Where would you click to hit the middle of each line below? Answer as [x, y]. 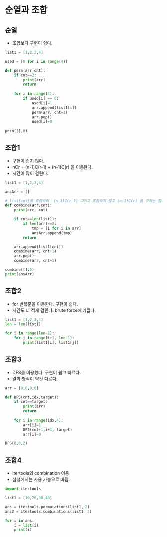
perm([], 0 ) [16, 131]
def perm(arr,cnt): [25, 70]
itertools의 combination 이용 [41, 473]
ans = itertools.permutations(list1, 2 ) [48, 507]
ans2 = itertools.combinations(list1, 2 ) [49, 511]
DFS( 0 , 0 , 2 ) [16, 443]
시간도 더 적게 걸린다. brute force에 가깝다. [54, 310]
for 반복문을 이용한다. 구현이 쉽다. [45, 304]
